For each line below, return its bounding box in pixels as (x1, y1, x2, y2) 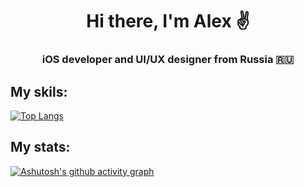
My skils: (10, 83, 68, 100)
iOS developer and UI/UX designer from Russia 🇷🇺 (41, 53, 295, 67)
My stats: (10, 139, 71, 156)
